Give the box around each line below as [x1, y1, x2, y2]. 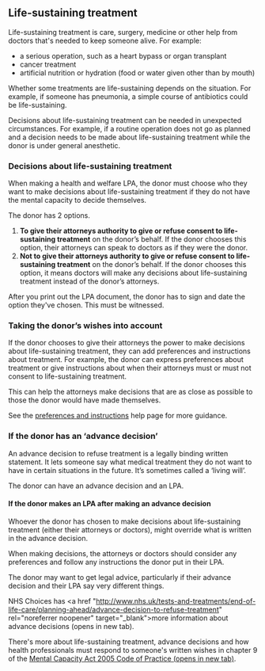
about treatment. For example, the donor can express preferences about [8, 355, 244, 364]
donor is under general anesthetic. [8, 140, 121, 150]
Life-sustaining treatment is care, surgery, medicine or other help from [8, 27, 238, 36]
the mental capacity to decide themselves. [8, 196, 147, 205]
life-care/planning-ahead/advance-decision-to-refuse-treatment [8, 604, 219, 614]
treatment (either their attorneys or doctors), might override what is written [8, 524, 252, 534]
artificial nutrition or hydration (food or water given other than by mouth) [19, 67, 256, 78]
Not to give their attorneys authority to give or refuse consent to [19, 251, 235, 261]
